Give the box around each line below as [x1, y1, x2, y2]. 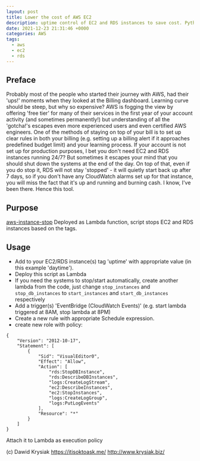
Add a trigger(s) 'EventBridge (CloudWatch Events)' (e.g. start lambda [14, 302, 186, 309]
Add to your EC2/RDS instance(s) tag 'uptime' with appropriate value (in [14, 258, 192, 265]
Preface [6, 75, 36, 85]
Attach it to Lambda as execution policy [6, 437, 103, 444]
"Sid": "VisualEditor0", [37, 353, 100, 360]
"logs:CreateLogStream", [48, 380, 111, 385]
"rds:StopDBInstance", [48, 369, 105, 375]
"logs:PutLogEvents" [48, 400, 100, 406]
